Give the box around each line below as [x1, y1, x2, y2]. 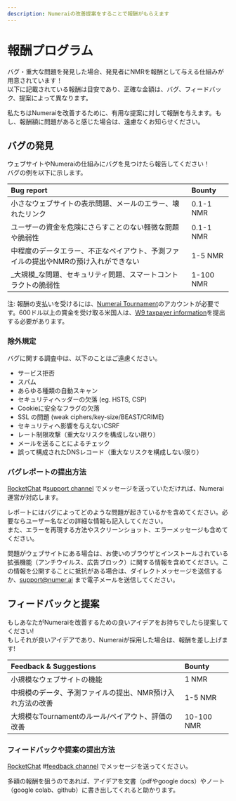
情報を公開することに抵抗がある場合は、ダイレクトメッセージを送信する [13, 567, 223, 575]
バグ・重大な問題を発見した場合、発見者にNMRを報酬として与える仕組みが [7, 67, 225, 76]
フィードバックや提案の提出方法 [7, 745, 116, 755]
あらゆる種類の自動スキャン [17, 386, 98, 395]
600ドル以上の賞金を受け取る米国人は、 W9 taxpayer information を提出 [18, 308, 225, 317]
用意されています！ [7, 76, 63, 84]
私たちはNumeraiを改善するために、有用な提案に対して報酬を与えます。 [7, 108, 216, 117]
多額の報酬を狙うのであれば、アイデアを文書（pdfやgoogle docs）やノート [7, 777, 225, 786]
